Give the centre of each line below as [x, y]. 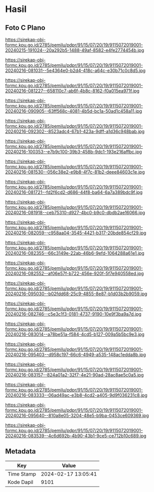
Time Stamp [22, 474]
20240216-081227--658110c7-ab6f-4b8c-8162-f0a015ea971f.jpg [72, 91]
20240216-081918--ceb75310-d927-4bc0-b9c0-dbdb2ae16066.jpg [75, 213]
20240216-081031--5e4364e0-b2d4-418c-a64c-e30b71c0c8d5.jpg [75, 70]
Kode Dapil [20, 482]
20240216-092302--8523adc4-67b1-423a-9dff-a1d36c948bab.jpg [75, 131]
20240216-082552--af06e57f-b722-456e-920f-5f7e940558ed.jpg [74, 273]
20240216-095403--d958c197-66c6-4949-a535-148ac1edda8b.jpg [75, 355]
